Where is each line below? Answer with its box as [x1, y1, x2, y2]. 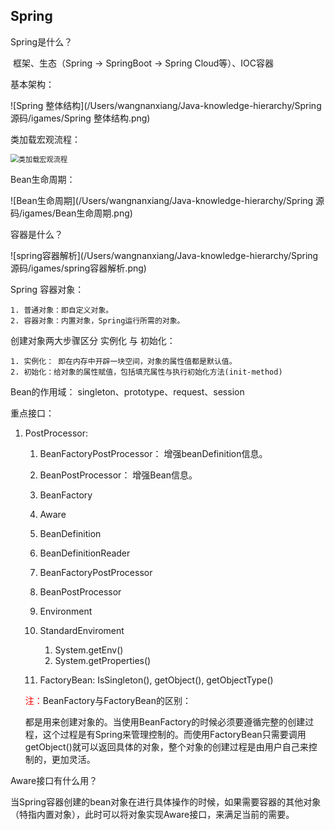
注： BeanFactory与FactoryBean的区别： [24, 694, 192, 706]
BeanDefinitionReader [39, 547, 131, 559]
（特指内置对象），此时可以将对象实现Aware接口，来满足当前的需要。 [10, 808, 295, 820]
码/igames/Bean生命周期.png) [10, 207, 133, 219]
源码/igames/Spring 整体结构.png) [10, 112, 151, 124]
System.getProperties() [54, 654, 152, 666]
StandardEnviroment [39, 624, 125, 636]
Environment [39, 605, 93, 617]
